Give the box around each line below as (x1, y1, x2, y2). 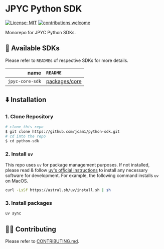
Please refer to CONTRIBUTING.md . (5, 238, 79, 244)
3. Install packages (5, 200, 53, 207)
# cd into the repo (5, 134, 46, 139)
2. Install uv (5, 150, 34, 157)
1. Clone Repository (5, 113, 54, 120)
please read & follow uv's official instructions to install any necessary (5, 167, 148, 174)
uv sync (5, 211, 22, 216)
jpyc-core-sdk (8, 78, 42, 84)
